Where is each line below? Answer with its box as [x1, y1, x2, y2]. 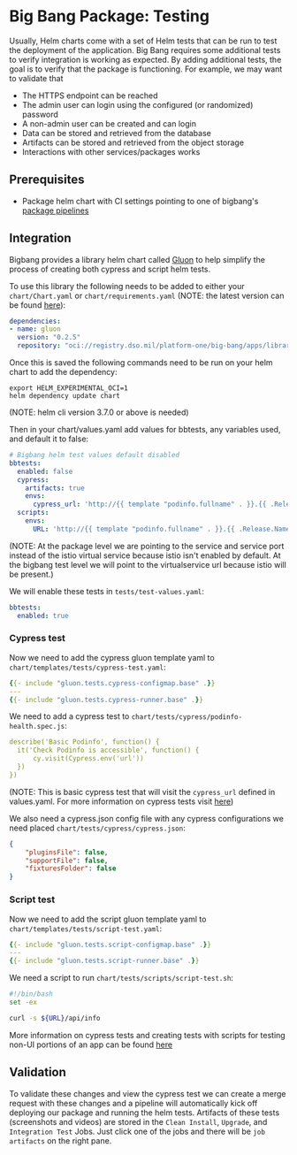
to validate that [9, 73, 64, 83]
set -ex [9, 998, 38, 1007]
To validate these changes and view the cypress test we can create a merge [9, 1088, 286, 1098]
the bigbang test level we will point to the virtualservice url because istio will [9, 559, 287, 570]
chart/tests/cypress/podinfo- [131, 713, 243, 722]
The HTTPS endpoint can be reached [21, 90, 158, 101]
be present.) [9, 569, 54, 579]
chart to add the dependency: [9, 367, 118, 378]
